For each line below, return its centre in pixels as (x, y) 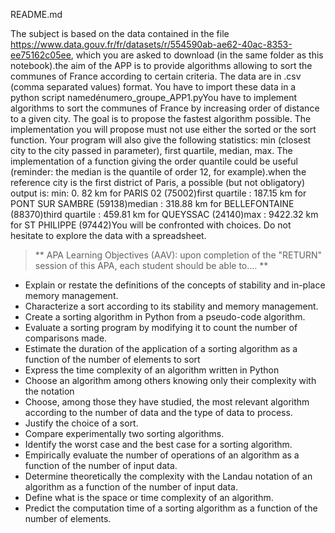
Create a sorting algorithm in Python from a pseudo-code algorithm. (165, 317)
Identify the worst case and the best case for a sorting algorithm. (158, 444)
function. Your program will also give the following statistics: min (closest (161, 140)
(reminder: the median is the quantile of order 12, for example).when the (158, 172)
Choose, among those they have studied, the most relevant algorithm (167, 402)
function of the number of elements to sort (112, 359)
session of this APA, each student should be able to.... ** (151, 265)
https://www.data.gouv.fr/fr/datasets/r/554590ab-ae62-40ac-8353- (151, 44)
